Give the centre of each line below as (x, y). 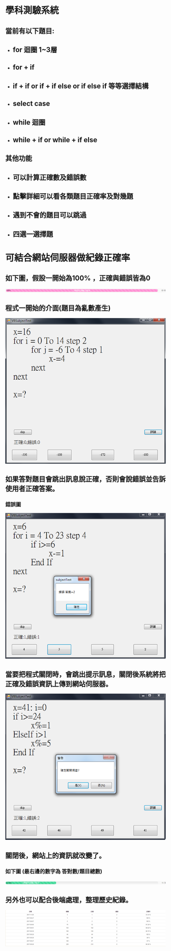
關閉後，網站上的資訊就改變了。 (55, 855)
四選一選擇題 (33, 234)
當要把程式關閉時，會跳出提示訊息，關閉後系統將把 (85, 674)
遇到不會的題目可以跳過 (49, 215)
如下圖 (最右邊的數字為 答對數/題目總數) (54, 871)
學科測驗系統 (32, 10)
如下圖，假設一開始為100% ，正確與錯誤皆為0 (78, 278)
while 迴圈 (29, 122)
